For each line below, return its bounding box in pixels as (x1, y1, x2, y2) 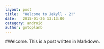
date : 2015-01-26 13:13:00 (5, 16, 65, 21)
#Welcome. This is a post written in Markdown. (5, 38, 100, 44)
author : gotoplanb (5, 25, 43, 30)
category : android (5, 20, 43, 26)
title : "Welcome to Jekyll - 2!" (5, 12, 76, 16)
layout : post (5, 7, 32, 12)
